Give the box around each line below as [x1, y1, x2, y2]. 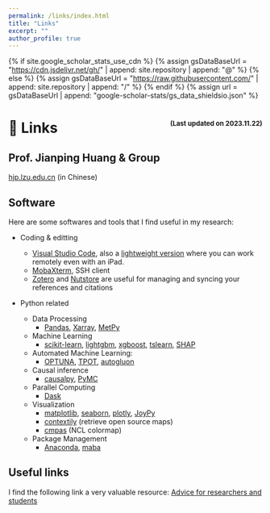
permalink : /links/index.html [8, 11, 110, 20]
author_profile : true [8, 34, 81, 43]
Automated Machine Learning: [31, 348, 133, 358]
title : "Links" [8, 19, 60, 27]
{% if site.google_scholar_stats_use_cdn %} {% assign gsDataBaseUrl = [8, 56, 247, 66]
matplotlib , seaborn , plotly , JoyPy [44, 408, 156, 418]
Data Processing [31, 314, 87, 323]
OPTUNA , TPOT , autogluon [44, 357, 135, 367]
